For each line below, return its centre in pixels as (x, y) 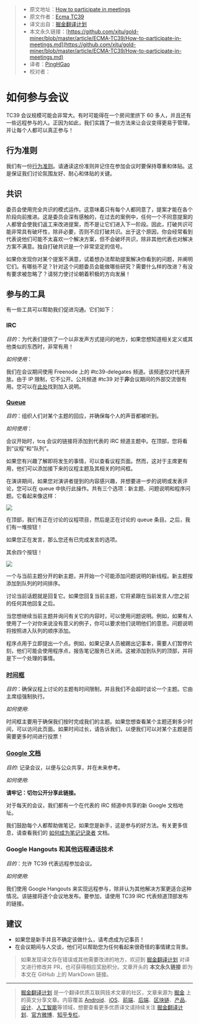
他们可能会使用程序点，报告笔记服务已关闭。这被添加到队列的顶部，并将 (105, 650)
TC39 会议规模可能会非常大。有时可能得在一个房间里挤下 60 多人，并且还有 (99, 115)
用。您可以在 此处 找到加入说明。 (45, 386)
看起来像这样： (40, 496)
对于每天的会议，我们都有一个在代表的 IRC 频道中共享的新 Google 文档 (92, 805)
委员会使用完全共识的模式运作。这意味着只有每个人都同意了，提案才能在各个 (99, 209)
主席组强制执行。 (27, 697)
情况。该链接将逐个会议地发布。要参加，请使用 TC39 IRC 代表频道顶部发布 (97, 896)
